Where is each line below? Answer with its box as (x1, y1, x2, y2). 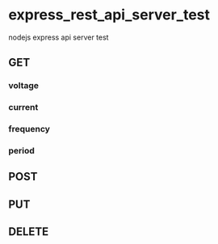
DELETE (8, 225, 49, 239)
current (8, 102, 39, 113)
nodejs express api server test (8, 32, 109, 42)
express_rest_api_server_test (8, 6, 211, 24)
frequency (8, 124, 51, 135)
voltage (8, 80, 39, 91)
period (8, 145, 35, 157)
